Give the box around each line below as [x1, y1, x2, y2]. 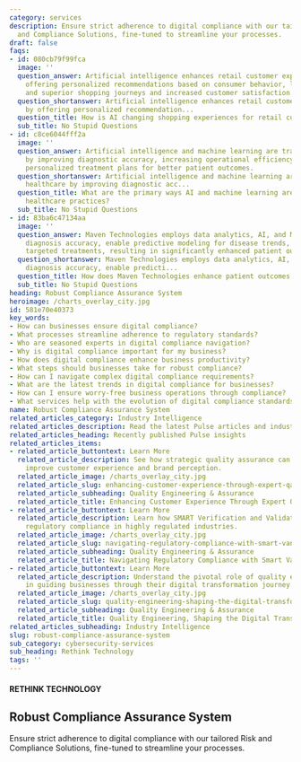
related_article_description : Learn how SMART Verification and [17, 513, 262, 523]
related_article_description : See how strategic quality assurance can [17, 455, 291, 465]
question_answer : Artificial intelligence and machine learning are [17, 146, 279, 155]
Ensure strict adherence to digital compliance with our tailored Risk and [9, 733, 273, 744]
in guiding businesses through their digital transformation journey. [25, 581, 295, 590]
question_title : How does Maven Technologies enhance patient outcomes [17, 272, 291, 281]
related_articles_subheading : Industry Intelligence [9, 622, 211, 631]
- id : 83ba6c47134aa [9, 213, 87, 223]
